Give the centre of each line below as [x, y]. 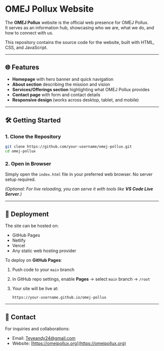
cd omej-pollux [20, 151]
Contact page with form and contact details [56, 95]
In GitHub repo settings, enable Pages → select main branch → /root [81, 279]
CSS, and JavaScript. [26, 47]
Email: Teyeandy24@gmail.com [44, 338]
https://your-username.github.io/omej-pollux [59, 298]
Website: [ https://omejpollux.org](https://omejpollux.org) [69, 343]
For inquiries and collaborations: [37, 329]
